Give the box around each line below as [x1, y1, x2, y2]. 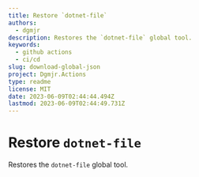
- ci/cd [15, 56, 41, 64]
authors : [8, 19, 37, 27]
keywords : [8, 41, 41, 49]
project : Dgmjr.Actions [8, 70, 87, 78]
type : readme [8, 77, 51, 85]
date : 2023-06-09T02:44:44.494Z [8, 92, 115, 100]
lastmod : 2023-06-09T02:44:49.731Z [8, 100, 126, 107]
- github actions [15, 48, 73, 56]
